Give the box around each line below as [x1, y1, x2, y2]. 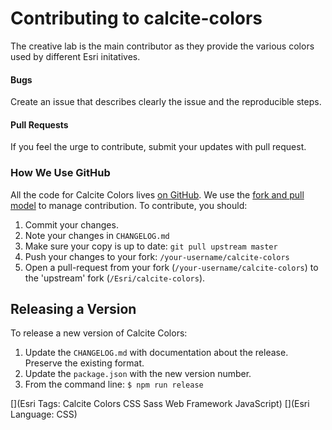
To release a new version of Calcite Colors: [10, 327, 188, 339]
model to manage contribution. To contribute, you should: [10, 199, 248, 211]
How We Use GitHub [10, 166, 111, 180]
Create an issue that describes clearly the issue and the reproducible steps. [10, 96, 322, 108]
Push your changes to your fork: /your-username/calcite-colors [24, 250, 290, 262]
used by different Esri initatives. [10, 50, 141, 62]
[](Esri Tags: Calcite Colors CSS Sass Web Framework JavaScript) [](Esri [10, 398, 310, 410]
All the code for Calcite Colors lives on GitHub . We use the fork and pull [10, 188, 305, 201]
